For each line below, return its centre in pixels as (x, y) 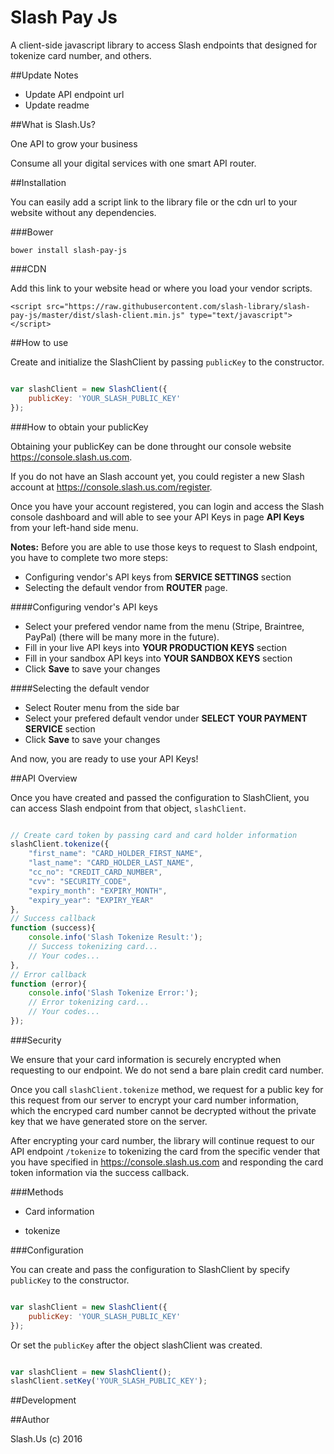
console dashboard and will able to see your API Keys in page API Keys (157, 517)
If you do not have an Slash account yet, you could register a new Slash (157, 476)
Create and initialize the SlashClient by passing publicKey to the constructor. (167, 362)
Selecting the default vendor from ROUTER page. (126, 587)
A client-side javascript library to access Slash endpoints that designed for (164, 45)
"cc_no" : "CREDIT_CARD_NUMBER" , (95, 872)
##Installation (38, 182)
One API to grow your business (74, 143)
